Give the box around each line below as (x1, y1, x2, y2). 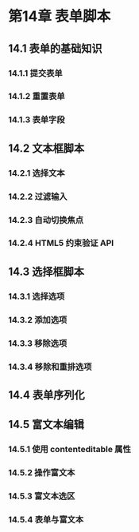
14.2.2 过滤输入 (8, 191, 68, 202)
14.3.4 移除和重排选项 (8, 361, 92, 372)
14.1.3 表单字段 (8, 114, 65, 125)
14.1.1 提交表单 (8, 67, 63, 78)
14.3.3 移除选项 (8, 337, 68, 348)
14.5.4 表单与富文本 (8, 514, 84, 525)
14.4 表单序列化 (8, 388, 85, 402)
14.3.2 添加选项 (8, 314, 68, 325)
